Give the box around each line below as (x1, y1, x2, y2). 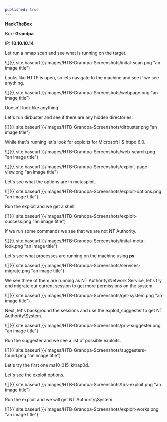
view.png (5, 169, 24, 175)
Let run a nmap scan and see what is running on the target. (5, 50, 127, 56)
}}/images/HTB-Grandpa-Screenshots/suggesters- (41, 347, 146, 353)
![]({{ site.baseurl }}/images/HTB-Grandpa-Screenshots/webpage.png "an (5, 89, 158, 95)
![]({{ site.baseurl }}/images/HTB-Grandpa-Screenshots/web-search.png (5, 148, 156, 155)
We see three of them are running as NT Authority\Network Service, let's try (5, 277, 162, 283)
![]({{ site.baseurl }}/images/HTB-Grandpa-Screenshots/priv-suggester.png (5, 322, 161, 328)
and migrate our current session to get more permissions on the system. (5, 283, 154, 289)
